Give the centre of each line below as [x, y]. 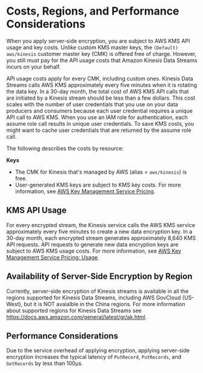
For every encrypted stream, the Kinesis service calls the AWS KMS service [101, 225]
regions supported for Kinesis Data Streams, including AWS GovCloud [94, 297]
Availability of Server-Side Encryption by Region [99, 277]
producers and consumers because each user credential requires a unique [99, 111]
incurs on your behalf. [34, 67]
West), [15, 304]
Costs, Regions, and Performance [93, 11]
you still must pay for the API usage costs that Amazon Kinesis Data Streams [102, 60]
